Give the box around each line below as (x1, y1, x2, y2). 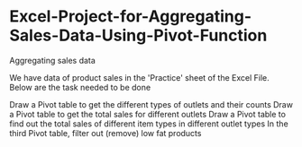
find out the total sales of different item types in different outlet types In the (9, 118, 288, 129)
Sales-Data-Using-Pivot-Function (9, 25, 268, 46)
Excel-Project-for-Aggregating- (9, 6, 252, 27)
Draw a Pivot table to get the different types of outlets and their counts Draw (9, 99, 293, 109)
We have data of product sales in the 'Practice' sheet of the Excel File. (9, 72, 270, 82)
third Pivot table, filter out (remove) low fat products (9, 127, 202, 138)
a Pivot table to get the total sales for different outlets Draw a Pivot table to (9, 108, 287, 119)
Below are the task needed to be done (9, 82, 151, 92)
